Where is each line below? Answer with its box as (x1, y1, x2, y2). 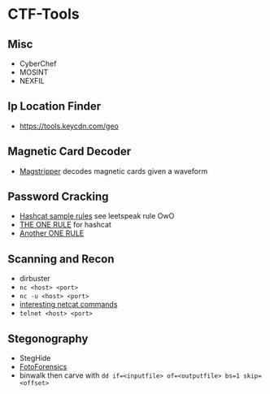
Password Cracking (7, 190, 109, 204)
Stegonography (7, 331, 89, 345)
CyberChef (19, 58, 57, 68)
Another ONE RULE (19, 228, 85, 238)
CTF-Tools (7, 5, 80, 24)
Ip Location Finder (7, 99, 102, 114)
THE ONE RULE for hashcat (19, 220, 111, 230)
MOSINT (19, 67, 49, 77)
